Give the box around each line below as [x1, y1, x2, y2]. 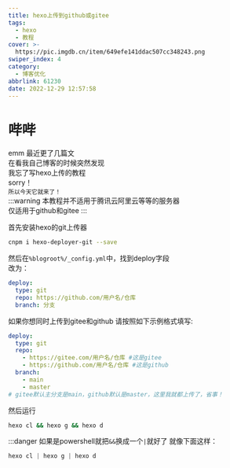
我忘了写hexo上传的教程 [8, 168, 86, 178]
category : [8, 63, 41, 71]
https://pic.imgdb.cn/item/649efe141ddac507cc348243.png [15, 48, 206, 56]
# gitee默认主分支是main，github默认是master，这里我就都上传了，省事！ [8, 390, 224, 398]
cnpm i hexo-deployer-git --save [8, 238, 118, 246]
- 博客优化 [15, 70, 46, 78]
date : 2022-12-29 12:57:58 [8, 84, 97, 93]
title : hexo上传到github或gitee [8, 11, 110, 20]
